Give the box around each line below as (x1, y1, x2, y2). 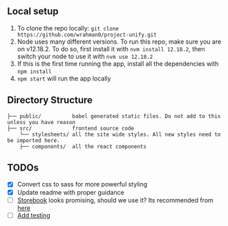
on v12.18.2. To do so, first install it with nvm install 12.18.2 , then (17, 44, 205, 53)
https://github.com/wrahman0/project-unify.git (17, 31, 157, 38)
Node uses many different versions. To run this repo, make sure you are (17, 37, 222, 46)
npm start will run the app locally (17, 74, 111, 82)
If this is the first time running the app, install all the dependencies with (17, 59, 219, 68)
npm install (17, 68, 52, 75)
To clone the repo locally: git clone (17, 24, 120, 32)
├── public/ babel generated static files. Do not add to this (7, 112, 221, 120)
